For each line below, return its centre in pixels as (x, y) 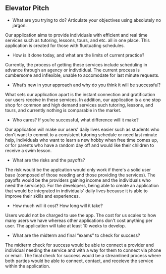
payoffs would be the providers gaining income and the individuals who (78, 180)
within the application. (28, 266)
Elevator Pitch (27, 8)
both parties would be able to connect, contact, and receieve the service (79, 261)
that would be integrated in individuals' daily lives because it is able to (76, 191)
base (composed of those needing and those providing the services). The (80, 175)
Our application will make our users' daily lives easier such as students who (82, 129)
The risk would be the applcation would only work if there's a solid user (78, 169)
